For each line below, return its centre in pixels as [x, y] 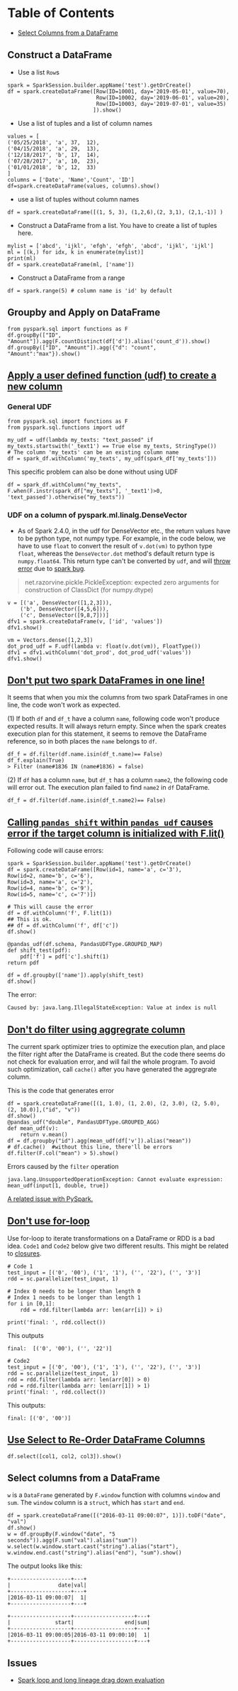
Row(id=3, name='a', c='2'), [50, 882]
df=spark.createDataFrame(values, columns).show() [84, 186]
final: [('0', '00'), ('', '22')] [60, 1348]
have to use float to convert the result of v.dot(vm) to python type [115, 545]
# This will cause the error [50, 907]
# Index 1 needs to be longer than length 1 [74, 1298]
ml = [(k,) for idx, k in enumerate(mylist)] [75, 252]
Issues [22, 1663]
